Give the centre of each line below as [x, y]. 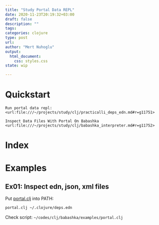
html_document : [25, 56]
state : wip [16, 65]
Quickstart [28, 95]
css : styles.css [31, 61]
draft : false [19, 19]
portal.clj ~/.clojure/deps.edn [39, 208]
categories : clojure [27, 33]
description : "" [22, 24]
